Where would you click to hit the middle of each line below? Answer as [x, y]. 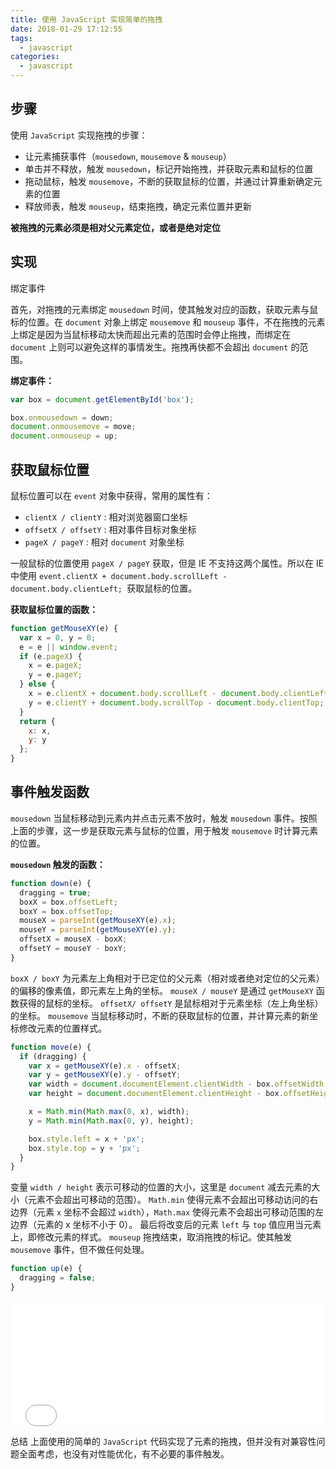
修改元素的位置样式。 [62, 1028]
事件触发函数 [50, 792]
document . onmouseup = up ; [64, 436]
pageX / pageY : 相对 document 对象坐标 [104, 542]
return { [37, 721]
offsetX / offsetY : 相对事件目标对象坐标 [110, 529]
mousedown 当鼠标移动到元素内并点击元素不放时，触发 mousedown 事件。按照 [164, 818]
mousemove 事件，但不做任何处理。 [80, 1250]
